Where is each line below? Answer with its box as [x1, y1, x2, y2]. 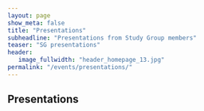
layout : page [7, 11, 51, 20]
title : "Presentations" [7, 26, 87, 34]
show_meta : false [7, 19, 65, 27]
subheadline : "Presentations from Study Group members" [7, 33, 197, 42]
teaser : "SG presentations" [7, 41, 101, 49]
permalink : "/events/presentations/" [7, 63, 133, 71]
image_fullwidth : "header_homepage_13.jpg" [18, 56, 165, 64]
